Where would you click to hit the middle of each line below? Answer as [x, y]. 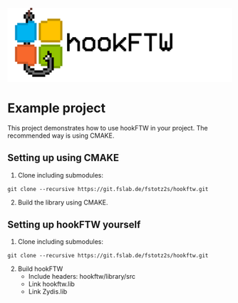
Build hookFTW [40, 269]
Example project [57, 108]
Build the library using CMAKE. [63, 202]
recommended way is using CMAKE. [61, 135]
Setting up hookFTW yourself [74, 225]
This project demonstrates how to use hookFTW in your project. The [108, 128]
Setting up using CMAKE [63, 158]
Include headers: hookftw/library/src [82, 277]
